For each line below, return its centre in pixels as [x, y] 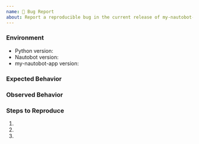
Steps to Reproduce [35, 110]
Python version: [34, 50]
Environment [25, 38]
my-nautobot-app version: [47, 63]
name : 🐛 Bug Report [30, 12]
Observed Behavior [35, 94]
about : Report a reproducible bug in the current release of [83, 17]
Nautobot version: [37, 57]
